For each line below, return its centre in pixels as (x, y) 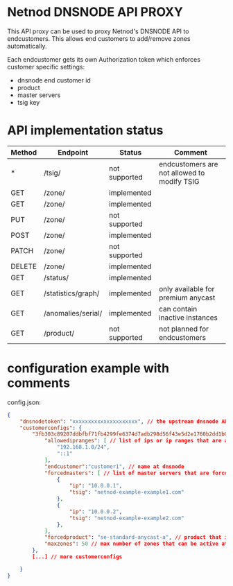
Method (24, 152)
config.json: (24, 402)
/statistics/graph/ (72, 293)
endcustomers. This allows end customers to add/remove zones (99, 38)
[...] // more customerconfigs (77, 557)
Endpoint (73, 152)
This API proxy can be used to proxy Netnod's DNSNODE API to (98, 31)
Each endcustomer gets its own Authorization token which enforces (104, 59)
